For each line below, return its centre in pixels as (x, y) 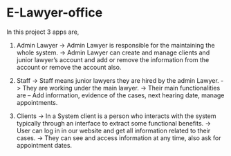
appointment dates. (44, 145)
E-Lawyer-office (55, 13)
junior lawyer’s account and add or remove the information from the (113, 59)
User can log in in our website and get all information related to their (113, 130)
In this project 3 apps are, (43, 32)
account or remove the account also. (69, 67)
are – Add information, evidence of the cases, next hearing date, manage (120, 95)
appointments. (37, 102)
